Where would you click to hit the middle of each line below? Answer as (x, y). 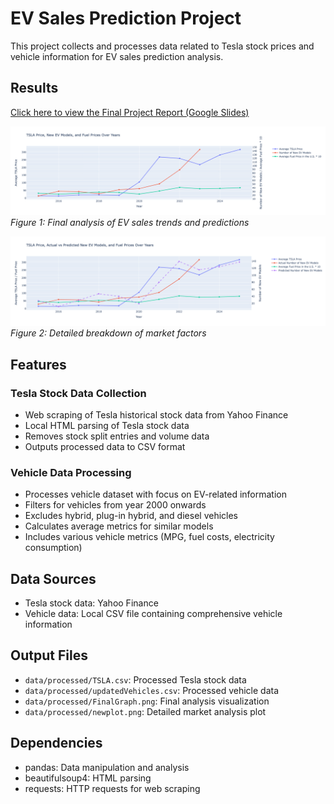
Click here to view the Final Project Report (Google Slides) (130, 112)
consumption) (53, 548)
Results (34, 88)
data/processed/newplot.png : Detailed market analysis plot (145, 711)
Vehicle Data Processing (71, 472)
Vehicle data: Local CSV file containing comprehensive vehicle (153, 614)
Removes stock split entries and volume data (117, 436)
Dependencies (56, 743)
